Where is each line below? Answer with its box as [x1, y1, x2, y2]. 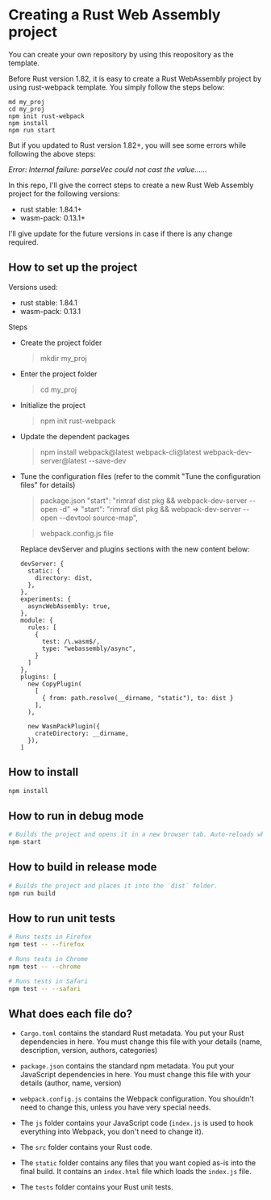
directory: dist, [35, 573, 93, 582]
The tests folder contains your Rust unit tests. [19, 1182, 173, 1192]
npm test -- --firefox [8, 941, 85, 949]
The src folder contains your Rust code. [19, 1143, 153, 1152]
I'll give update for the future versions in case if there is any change [8, 229, 233, 238]
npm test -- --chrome [8, 963, 81, 971]
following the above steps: [8, 149, 96, 158]
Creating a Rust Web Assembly [8, 6, 221, 24]
